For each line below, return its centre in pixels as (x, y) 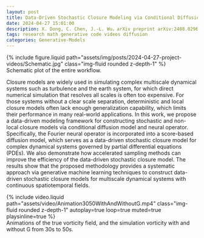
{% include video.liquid (35, 197)
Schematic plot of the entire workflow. (54, 70)
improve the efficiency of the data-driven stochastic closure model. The (96, 159)
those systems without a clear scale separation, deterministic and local (95, 101)
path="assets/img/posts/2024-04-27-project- (124, 57)
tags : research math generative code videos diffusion (77, 35)
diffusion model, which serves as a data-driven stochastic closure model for (101, 140)
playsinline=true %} (31, 216)
